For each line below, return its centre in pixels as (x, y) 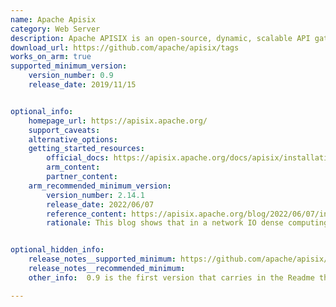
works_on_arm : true (51, 57)
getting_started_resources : (86, 149)
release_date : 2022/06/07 (100, 204)
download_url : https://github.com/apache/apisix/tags (125, 47)
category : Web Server (55, 29)
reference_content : (87, 214)
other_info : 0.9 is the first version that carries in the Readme (171, 277)
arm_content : (73, 167)
